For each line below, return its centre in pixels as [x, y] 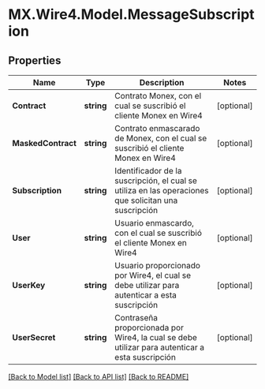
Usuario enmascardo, [154, 223]
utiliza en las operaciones [161, 191]
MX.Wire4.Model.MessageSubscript [131, 15]
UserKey [29, 285]
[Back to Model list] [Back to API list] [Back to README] [99, 377]
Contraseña [136, 318]
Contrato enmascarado [157, 128]
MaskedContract [45, 143]
